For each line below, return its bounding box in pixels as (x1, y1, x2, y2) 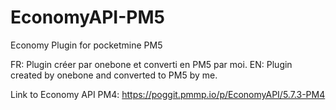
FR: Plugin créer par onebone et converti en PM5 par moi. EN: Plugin (10, 58, 293, 70)
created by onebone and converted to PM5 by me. (10, 69, 218, 81)
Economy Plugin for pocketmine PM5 (10, 39, 163, 51)
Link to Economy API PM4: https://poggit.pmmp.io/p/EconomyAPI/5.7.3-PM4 (10, 88, 326, 100)
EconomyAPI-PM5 (10, 6, 165, 29)
